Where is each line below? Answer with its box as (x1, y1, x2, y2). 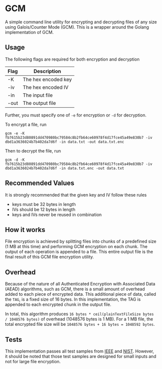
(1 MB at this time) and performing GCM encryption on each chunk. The (5, 244, 147, 250)
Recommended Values (5, 179, 74, 187)
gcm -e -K (5, 131, 25, 136)
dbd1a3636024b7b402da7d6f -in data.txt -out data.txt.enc (5, 139, 124, 144)
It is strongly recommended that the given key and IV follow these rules (5, 192, 147, 198)
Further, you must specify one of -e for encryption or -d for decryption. (5, 112, 147, 118)
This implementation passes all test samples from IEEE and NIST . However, (5, 348, 154, 354)
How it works (5, 225, 45, 234)
